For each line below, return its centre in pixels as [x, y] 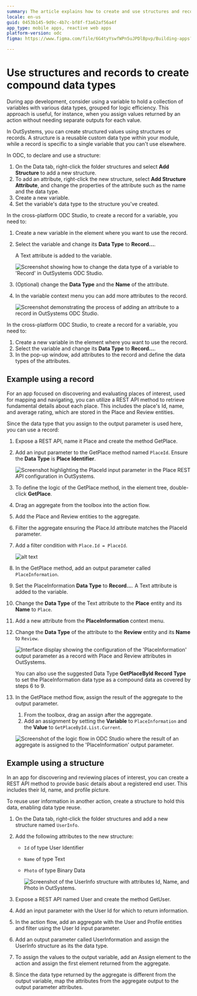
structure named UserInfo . [47, 825]
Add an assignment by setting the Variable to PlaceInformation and [105, 721]
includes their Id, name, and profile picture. [58, 790]
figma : [15, 39]
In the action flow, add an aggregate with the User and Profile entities [98, 922]
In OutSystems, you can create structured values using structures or [89, 131]
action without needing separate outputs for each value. [74, 120]
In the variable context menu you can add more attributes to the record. [101, 296]
